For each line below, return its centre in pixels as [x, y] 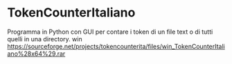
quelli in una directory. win [45, 39]
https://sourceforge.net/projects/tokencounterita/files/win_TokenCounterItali [116, 46]
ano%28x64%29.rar [36, 54]
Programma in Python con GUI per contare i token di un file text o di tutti [110, 32]
